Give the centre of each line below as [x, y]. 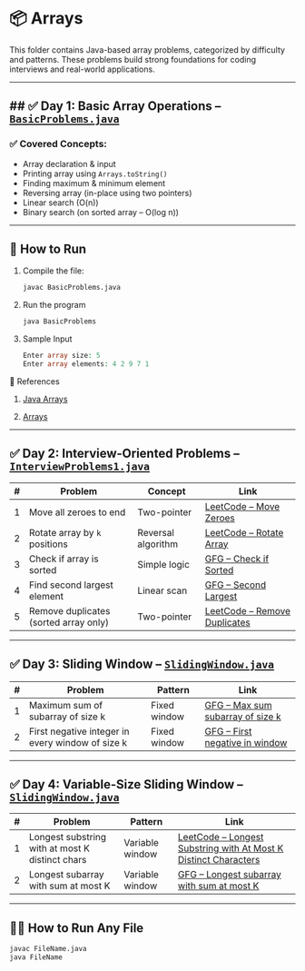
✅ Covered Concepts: [58, 144]
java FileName [36, 957]
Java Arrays [45, 399]
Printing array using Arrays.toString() [95, 173]
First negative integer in [79, 731]
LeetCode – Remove [248, 610]
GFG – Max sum [238, 705]
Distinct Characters [219, 860]
